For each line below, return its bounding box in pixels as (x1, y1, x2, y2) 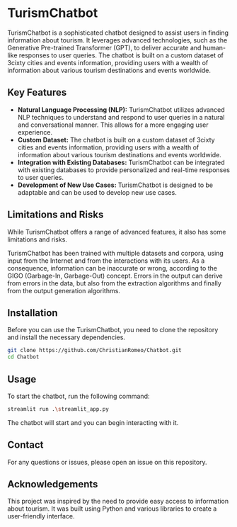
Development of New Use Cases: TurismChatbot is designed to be (17, 181, 214, 189)
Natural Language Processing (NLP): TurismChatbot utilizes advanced (17, 105, 225, 114)
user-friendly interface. (7, 512, 76, 521)
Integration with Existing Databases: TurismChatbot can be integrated (17, 158, 225, 166)
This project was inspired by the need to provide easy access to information (7, 497, 229, 506)
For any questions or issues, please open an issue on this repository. (7, 458, 207, 466)
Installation (7, 307, 58, 319)
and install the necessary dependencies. (7, 333, 126, 341)
